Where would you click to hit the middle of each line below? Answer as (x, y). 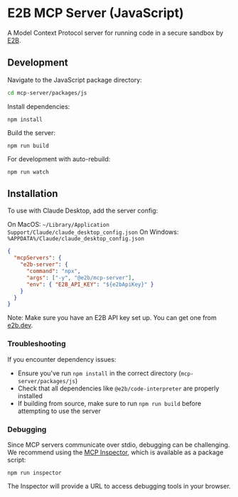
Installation (33, 194)
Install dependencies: (39, 106)
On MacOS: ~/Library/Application (59, 225)
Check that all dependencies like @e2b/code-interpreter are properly (118, 388)
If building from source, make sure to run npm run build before (109, 403)
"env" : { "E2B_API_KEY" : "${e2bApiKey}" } (90, 284)
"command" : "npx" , (53, 272)
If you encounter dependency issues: (62, 359)
